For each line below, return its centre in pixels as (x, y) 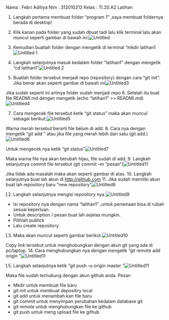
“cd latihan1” (26, 68)
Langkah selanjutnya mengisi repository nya (59, 194)
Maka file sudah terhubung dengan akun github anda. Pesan (68, 275)
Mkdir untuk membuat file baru (45, 285)
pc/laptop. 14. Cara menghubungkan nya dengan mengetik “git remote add (83, 250)
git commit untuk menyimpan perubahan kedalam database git (78, 301)
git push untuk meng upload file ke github (56, 312)
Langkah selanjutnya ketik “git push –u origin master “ (69, 265)
